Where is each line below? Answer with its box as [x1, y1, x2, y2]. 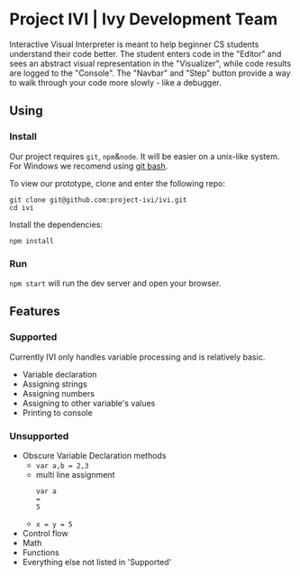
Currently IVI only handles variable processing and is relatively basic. [9, 352, 266, 362]
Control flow [22, 527, 69, 538]
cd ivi [9, 203, 34, 212]
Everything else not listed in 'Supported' [22, 556, 172, 567]
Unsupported [9, 429, 69, 442]
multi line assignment [35, 469, 115, 480]
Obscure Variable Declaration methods [22, 450, 167, 461]
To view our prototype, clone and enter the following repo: [9, 178, 225, 188]
